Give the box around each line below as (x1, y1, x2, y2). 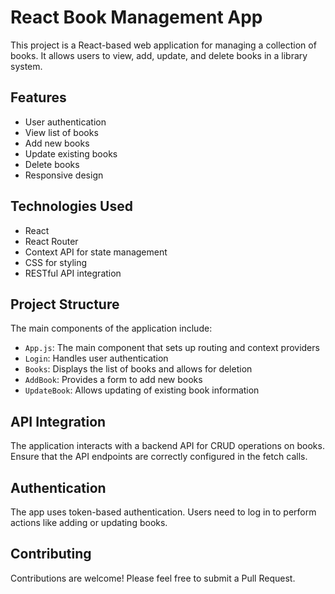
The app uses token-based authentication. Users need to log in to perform (10, 506, 317, 518)
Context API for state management (24, 246, 168, 258)
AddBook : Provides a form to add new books (24, 374, 203, 386)
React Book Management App (10, 6, 263, 29)
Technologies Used (10, 198, 133, 215)
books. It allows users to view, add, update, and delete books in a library (10, 49, 308, 61)
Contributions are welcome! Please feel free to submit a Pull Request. (10, 572, 296, 584)
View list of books (24, 126, 99, 138)
